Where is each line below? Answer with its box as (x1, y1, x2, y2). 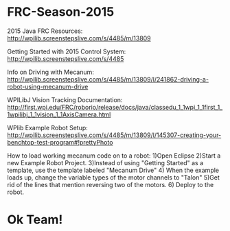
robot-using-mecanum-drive (7, 82, 89, 90)
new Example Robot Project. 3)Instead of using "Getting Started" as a (7, 158, 204, 167)
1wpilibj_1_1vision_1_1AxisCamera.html (7, 110, 111, 119)
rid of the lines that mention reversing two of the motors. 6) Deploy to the (7, 180, 214, 189)
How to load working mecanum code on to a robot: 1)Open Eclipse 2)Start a (7, 151, 221, 160)
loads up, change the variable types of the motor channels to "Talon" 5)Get (7, 173, 220, 182)
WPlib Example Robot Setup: (7, 123, 88, 132)
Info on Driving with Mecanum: (7, 68, 94, 76)
